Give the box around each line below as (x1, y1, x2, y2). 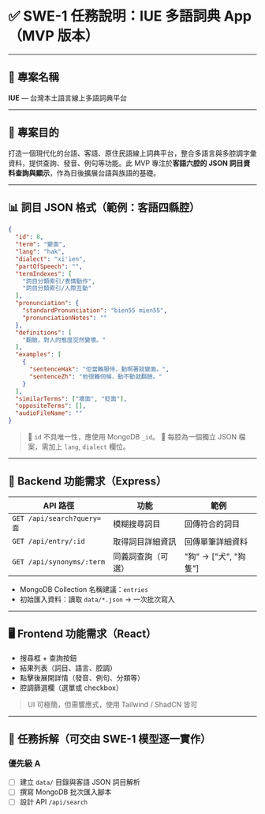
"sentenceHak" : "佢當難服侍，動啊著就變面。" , (28, 365, 170, 373)
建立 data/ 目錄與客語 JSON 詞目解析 (19, 778, 140, 787)
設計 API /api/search (19, 797, 88, 807)
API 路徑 (43, 499, 75, 511)
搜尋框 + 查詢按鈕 (19, 653, 77, 662)
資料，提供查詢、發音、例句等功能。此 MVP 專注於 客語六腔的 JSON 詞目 (8, 158, 244, 168)
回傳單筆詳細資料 (184, 536, 248, 547)
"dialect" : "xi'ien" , (15, 254, 87, 263)
